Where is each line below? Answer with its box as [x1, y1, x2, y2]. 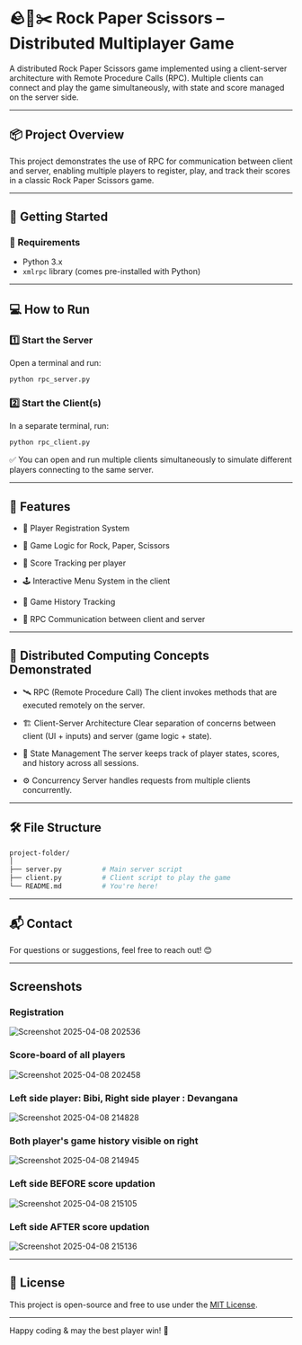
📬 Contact [9, 916, 73, 931]
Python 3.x [22, 256, 63, 267]
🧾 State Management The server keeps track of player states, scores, [22, 748, 280, 759]
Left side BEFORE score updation [9, 1178, 155, 1190]
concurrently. [22, 784, 73, 795]
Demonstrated [9, 663, 92, 678]
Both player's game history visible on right [9, 1135, 199, 1147]
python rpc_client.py [9, 438, 91, 447]
